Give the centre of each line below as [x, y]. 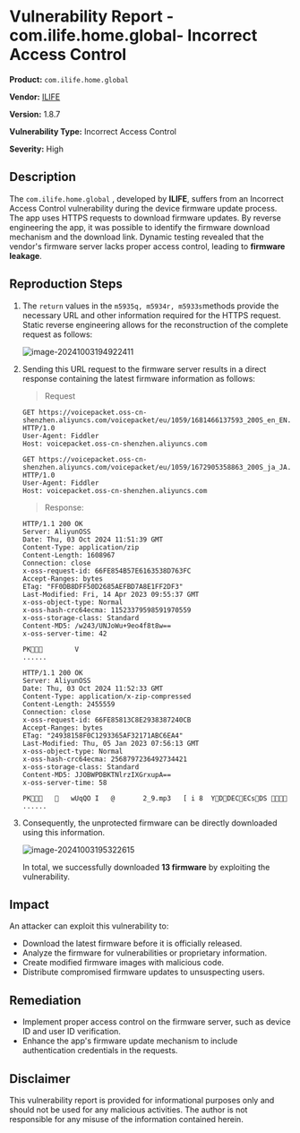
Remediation [46, 1000]
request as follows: [57, 334]
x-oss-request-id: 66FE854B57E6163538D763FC [107, 571]
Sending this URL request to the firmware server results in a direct [144, 368]
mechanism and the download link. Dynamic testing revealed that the [137, 237]
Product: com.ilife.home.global [69, 79]
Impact [29, 904]
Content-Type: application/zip [81, 547]
